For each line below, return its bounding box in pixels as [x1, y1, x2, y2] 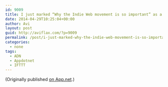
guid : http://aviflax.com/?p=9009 [5, 30, 77, 35]
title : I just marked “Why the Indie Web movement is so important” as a [5, 12, 162, 17]
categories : [5, 40, 30, 45]
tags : [5, 49, 16, 54]
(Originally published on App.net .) [5, 77, 75, 83]
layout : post [5, 26, 32, 31]
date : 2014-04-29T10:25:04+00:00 [5, 16, 75, 21]
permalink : [5, 35, 28, 40]
